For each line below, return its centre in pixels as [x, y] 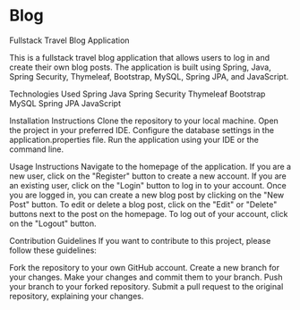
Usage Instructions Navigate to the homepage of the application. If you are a [150, 166]
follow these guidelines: [53, 250]
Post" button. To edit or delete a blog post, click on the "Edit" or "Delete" [143, 204]
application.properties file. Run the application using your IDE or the [134, 139]
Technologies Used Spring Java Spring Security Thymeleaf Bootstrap [137, 94]
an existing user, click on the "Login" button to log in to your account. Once [148, 185]
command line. [37, 149]
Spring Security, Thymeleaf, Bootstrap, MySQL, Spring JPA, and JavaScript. [149, 76]
